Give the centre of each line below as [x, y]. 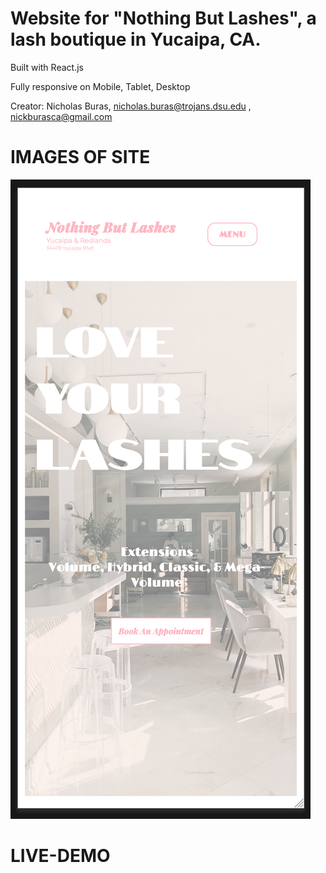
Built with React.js [47, 67]
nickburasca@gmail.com [61, 116]
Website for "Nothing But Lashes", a [163, 18]
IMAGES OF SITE [80, 157]
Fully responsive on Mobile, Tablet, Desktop [100, 86]
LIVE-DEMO [60, 856]
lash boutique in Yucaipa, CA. [136, 39]
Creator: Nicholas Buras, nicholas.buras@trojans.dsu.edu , [131, 106]
